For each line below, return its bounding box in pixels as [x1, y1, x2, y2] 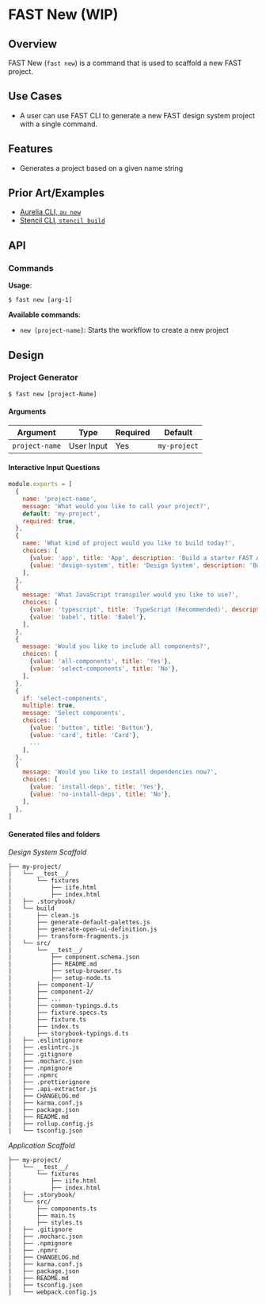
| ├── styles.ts [8, 1218, 83, 1226]
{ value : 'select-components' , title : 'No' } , [28, 665, 179, 673]
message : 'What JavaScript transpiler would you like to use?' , [22, 591, 239, 599]
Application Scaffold [8, 1140, 75, 1150]
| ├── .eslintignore [8, 1036, 83, 1044]
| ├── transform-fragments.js [8, 932, 129, 940]
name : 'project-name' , [22, 495, 97, 503]
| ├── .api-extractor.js [8, 1085, 97, 1093]
